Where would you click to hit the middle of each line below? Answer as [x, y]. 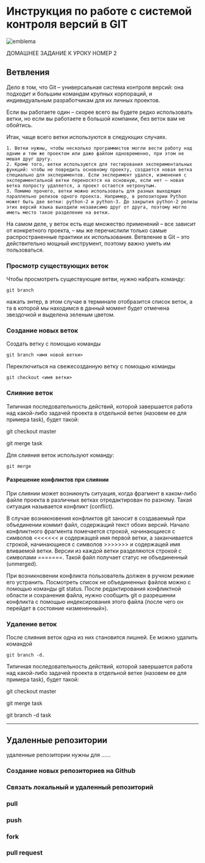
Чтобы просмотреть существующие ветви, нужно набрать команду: [96, 279]
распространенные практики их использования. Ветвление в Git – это [98, 236]
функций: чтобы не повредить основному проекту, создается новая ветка [99, 170]
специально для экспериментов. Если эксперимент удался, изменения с [97, 175]
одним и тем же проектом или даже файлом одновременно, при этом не [95, 153]
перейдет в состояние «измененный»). [57, 608]
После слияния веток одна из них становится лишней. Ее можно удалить [102, 638]
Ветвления [28, 73]
